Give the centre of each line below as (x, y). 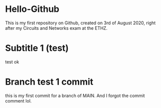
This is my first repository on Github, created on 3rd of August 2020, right (80, 23)
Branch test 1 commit (49, 82)
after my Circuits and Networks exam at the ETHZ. (56, 28)
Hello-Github (32, 9)
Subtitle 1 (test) (37, 48)
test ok (12, 62)
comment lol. (19, 101)
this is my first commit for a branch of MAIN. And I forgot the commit (75, 96)
